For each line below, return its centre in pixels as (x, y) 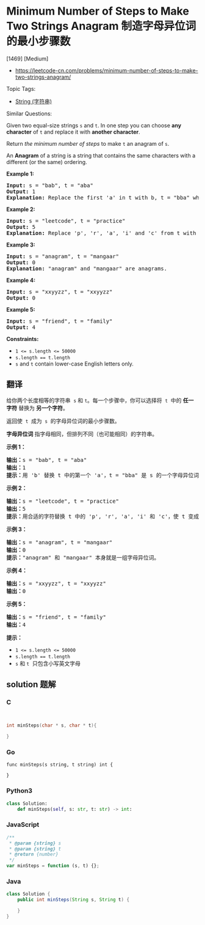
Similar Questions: (29, 113)
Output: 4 (21, 327)
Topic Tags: (21, 88)
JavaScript (23, 825)
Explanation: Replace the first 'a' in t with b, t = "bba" (98, 197)
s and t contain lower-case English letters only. (74, 364)
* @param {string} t (35, 849)
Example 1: (20, 174)
